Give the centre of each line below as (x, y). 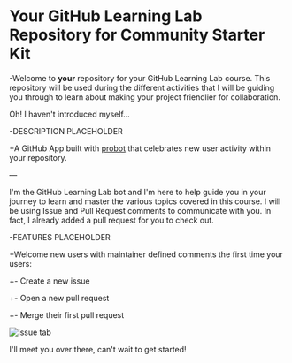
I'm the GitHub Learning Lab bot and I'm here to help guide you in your (138, 192)
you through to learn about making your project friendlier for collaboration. (145, 97)
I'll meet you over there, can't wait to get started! (98, 349)
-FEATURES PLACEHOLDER (60, 237)
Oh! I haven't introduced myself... (69, 114)
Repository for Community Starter (137, 35)
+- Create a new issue (50, 281)
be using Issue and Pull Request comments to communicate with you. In (140, 210)
